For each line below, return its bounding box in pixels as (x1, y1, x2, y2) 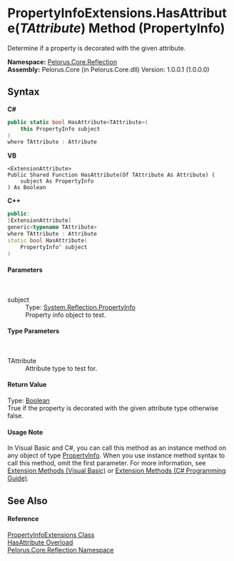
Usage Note (7, 428, 44, 436)
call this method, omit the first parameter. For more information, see (7, 459, 206, 467)
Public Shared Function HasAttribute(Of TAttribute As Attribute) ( (7, 171, 215, 179)
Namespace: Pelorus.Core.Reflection (7, 57, 118, 66)
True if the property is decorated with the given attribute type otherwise (7, 403, 219, 412)
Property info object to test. (25, 310, 106, 319)
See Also (7, 495, 48, 507)
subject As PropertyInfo (20, 178, 94, 185)
